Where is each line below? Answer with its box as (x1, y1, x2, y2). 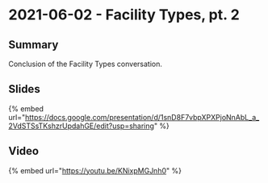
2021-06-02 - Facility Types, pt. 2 (8, 6, 240, 24)
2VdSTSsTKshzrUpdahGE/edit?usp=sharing (8, 121, 155, 131)
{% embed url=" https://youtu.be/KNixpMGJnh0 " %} (8, 165, 182, 175)
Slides (8, 82, 40, 96)
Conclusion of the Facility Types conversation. (8, 59, 163, 69)
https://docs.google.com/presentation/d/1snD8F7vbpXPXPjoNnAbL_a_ (24, 112, 260, 122)
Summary (8, 38, 59, 52)
